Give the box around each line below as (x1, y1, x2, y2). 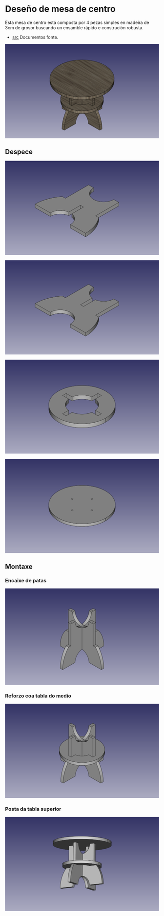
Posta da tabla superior (5, 805, 61, 812)
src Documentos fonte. (12, 34, 59, 40)
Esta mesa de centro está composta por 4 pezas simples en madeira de (5, 20, 149, 25)
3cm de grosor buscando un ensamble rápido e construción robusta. (5, 24, 143, 30)
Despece (5, 147, 33, 156)
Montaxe (5, 563, 33, 571)
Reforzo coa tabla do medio (5, 692, 72, 699)
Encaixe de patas (5, 577, 47, 584)
